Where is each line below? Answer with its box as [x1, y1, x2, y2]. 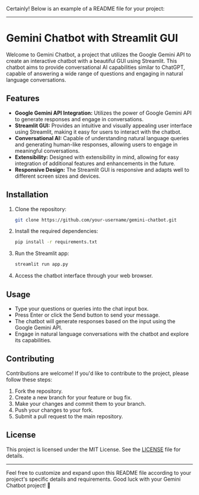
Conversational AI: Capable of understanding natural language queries [14, 134, 190, 141]
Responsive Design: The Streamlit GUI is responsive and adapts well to [14, 166, 190, 173]
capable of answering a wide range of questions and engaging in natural [6, 70, 184, 77]
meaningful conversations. [14, 147, 80, 154]
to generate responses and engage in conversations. [14, 115, 144, 122]
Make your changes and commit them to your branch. [14, 400, 146, 407]
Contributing [6, 354, 54, 364]
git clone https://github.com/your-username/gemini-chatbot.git [14, 217, 177, 223]
